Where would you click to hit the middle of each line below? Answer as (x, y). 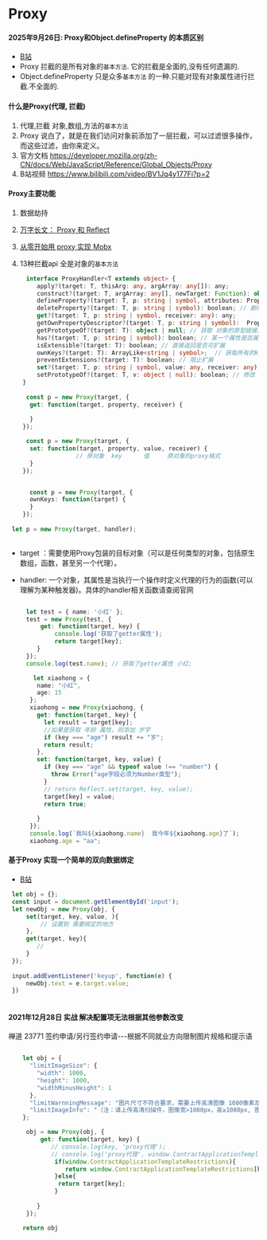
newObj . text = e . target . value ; (77, 983)
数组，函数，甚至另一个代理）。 (70, 563)
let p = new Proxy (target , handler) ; (74, 529)
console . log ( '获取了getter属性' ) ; (108, 634)
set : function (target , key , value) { (99, 759)
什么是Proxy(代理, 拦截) (47, 106)
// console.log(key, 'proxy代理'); (108, 1147)
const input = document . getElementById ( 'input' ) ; (95, 901)
